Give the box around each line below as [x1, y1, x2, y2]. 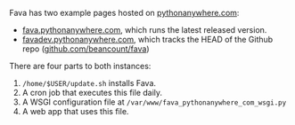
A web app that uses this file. [21, 106, 129, 116]
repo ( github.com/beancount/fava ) [21, 43, 150, 54]
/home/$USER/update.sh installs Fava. [21, 78, 157, 88]
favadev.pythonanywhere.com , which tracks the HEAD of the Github [21, 35, 274, 44]
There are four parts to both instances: [9, 61, 152, 71]
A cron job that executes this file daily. [21, 88, 163, 98]
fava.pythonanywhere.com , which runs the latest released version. [21, 25, 267, 35]
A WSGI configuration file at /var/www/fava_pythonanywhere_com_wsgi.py [21, 97, 287, 107]
